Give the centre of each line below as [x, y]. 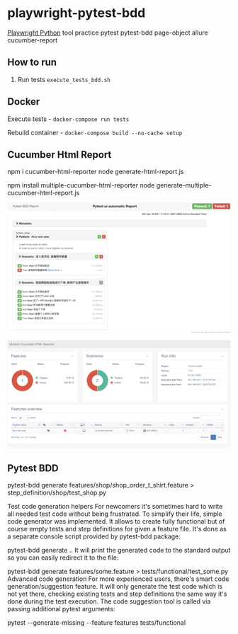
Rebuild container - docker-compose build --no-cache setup [95, 132]
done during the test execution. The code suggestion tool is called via [109, 601]
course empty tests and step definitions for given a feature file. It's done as [117, 529]
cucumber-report [33, 40]
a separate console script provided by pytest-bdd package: [94, 536]
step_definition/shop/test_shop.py [57, 492]
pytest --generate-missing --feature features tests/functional [97, 623]
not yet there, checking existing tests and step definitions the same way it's [117, 594]
